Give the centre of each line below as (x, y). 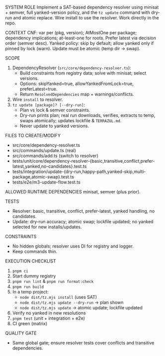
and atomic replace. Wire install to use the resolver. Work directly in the (86, 18)
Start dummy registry (34, 276)
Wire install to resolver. (38, 99)
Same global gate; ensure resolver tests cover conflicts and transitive (83, 343)
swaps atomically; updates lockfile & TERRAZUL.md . (71, 121)
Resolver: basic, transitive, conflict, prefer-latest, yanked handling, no (83, 211)
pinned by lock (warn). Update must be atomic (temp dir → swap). (73, 48)
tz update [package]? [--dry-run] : (49, 105)
